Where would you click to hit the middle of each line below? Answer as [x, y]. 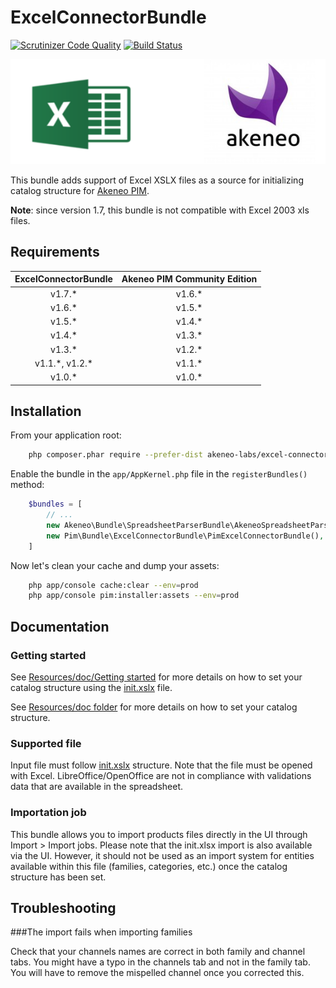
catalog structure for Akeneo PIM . [80, 190]
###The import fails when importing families [101, 932]
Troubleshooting [63, 907]
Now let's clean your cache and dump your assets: [115, 565]
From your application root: [66, 435]
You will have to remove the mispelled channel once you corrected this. [157, 973]
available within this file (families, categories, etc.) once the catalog [149, 866]
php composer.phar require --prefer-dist [115, 455]
